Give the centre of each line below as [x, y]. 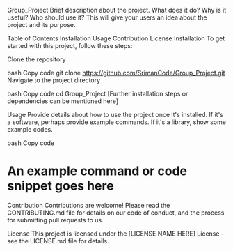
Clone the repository [37, 59]
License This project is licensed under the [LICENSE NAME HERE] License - [116, 234]
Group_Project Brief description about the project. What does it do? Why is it [117, 10]
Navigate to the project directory [54, 80]
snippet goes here [61, 186]
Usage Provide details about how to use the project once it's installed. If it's [115, 115]
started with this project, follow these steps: [70, 46]
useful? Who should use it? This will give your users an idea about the [107, 17]
